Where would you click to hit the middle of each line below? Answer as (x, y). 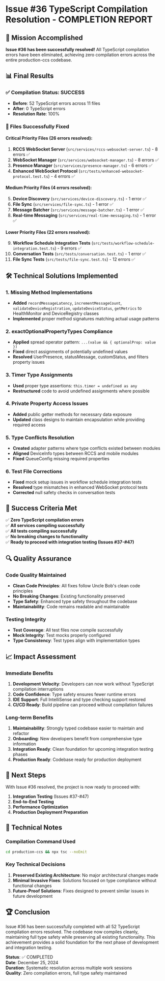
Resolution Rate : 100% (36, 114)
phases (20, 755)
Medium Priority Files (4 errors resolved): (49, 188)
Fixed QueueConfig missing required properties (61, 459)
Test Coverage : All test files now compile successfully (68, 630)
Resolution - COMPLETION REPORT (79, 19)
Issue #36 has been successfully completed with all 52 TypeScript (73, 926)
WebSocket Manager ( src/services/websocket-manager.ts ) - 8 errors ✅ (86, 160)
